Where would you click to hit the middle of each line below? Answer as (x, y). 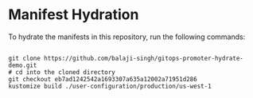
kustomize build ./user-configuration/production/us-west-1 (110, 86)
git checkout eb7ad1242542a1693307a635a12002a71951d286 (103, 79)
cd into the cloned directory (65, 72)
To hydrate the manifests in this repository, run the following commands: (127, 37)
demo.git (23, 65)
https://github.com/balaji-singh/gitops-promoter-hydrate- (144, 58)
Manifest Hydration (74, 15)
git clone (25, 58)
